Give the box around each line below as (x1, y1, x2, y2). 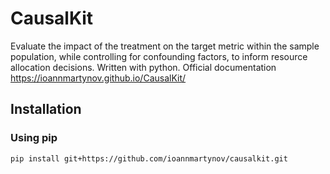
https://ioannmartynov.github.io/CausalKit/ (10, 72, 187, 84)
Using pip (10, 131, 58, 145)
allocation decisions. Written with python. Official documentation (10, 61, 277, 73)
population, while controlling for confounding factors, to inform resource (10, 50, 308, 62)
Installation (10, 101, 82, 118)
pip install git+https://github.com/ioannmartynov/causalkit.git (10, 153, 288, 164)
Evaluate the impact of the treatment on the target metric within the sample (10, 40, 320, 52)
